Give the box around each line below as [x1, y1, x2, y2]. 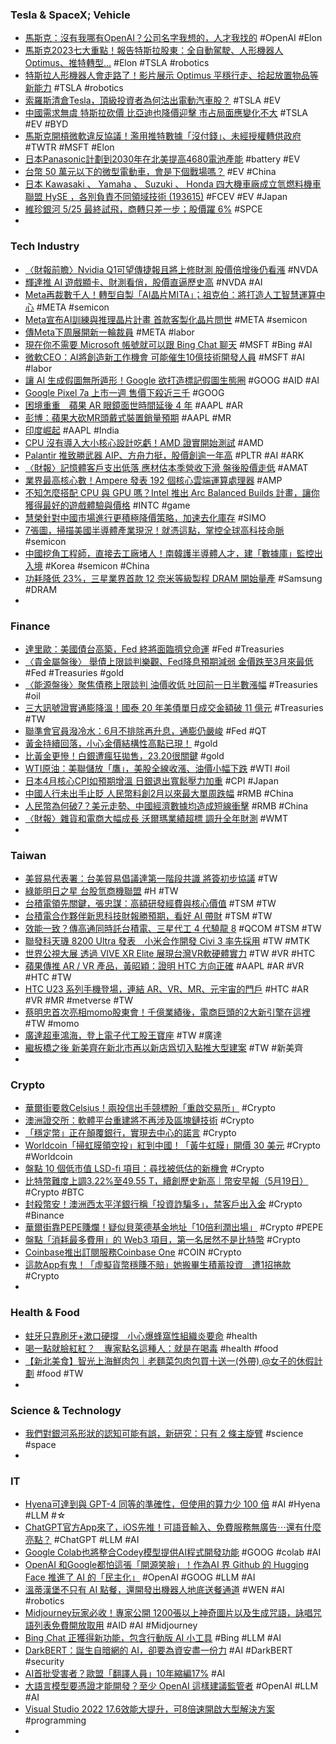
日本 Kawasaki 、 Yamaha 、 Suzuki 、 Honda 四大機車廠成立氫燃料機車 [24, 178, 322, 190]
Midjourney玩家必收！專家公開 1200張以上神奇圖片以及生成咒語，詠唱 [24, 1607, 313, 1619]
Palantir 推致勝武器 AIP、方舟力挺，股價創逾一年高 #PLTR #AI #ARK [24, 449, 305, 461]
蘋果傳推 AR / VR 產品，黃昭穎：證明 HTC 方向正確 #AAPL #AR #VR [24, 960, 305, 972]
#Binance [24, 1209, 65, 1222]
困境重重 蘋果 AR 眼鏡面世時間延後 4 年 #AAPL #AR [24, 399, 243, 411]
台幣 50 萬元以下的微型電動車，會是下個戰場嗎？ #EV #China [24, 166, 277, 178]
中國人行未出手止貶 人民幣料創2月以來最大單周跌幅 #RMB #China [24, 787, 294, 799]
